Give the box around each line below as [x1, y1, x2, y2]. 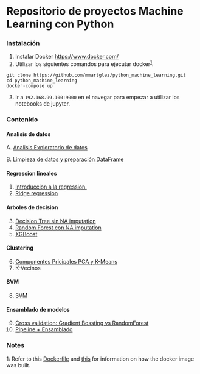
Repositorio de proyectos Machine [6, 4, 184, 18]
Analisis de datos [6, 130, 51, 138]
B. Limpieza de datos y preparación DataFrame [6, 156, 124, 163]
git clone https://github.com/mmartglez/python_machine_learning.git [6, 72, 187, 79]
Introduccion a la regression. [15, 183, 87, 190]
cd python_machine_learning [6, 77, 78, 84]
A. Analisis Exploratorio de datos [6, 144, 88, 151]
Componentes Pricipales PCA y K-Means [15, 257, 117, 265]
